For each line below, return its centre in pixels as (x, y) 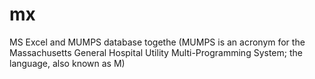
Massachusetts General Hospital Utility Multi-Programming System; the (156, 52)
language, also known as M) (67, 63)
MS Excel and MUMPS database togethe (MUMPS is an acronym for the (157, 42)
